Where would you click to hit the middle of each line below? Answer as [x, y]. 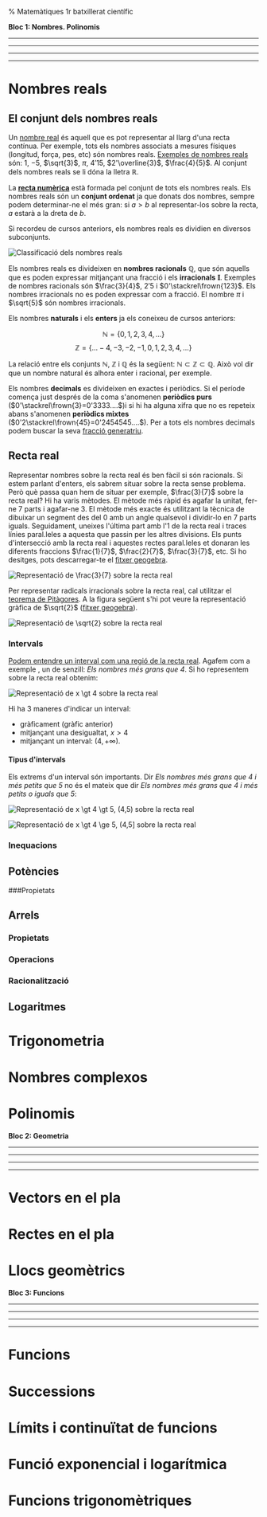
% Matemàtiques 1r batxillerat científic [71, 12]
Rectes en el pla [62, 1235]
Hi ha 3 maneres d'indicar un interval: [70, 709]
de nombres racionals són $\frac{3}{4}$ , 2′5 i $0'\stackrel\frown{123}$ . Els [132, 286]
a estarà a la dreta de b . [47, 213]
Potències [34, 871]
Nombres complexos [78, 1077]
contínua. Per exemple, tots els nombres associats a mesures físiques [122, 146]
